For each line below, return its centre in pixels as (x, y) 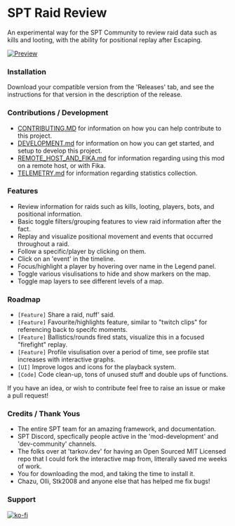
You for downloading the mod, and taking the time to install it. (106, 474)
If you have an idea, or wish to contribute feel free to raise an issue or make (116, 388)
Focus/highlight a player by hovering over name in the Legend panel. (116, 266)
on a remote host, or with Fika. (61, 165)
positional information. (50, 214)
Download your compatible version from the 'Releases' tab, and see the (111, 87)
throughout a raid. (43, 243)
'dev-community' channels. (57, 444)
